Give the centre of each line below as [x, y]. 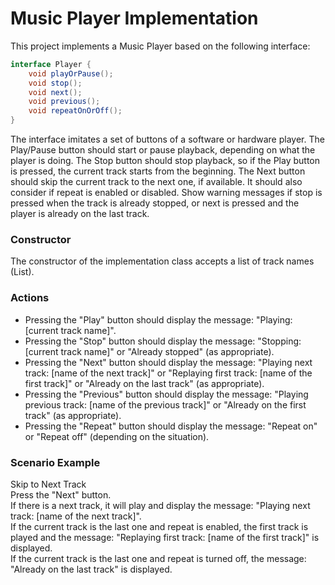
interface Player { [51, 64]
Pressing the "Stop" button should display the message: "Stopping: [163, 341]
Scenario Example [55, 462]
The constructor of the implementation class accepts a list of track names [162, 261]
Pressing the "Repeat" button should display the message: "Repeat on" [171, 426]
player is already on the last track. [80, 214]
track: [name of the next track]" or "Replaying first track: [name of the [168, 373]
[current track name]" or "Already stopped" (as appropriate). [149, 351]
